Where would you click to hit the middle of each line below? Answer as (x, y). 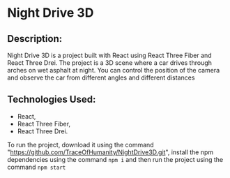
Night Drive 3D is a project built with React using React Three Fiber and (109, 55)
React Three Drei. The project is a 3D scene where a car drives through (110, 63)
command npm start (37, 167)
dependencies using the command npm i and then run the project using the (115, 159)
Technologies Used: (52, 99)
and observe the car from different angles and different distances (101, 77)
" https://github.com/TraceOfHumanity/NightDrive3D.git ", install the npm (110, 152)
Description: (35, 39)
